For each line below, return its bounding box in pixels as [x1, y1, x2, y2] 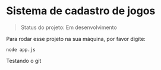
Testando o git [6, 57, 42, 64]
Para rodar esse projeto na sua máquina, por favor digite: [6, 35, 146, 42]
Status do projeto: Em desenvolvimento [20, 24, 117, 31]
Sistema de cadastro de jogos [6, 4, 156, 18]
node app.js [6, 46, 36, 53]
